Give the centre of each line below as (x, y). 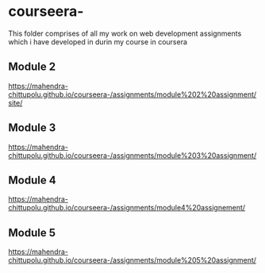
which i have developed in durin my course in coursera (98, 41)
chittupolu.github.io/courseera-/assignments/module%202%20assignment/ (132, 94)
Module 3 (32, 128)
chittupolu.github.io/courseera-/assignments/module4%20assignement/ (127, 208)
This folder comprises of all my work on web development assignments (125, 33)
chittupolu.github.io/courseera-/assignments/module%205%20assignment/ (132, 260)
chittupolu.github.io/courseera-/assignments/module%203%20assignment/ (132, 155)
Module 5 (32, 233)
